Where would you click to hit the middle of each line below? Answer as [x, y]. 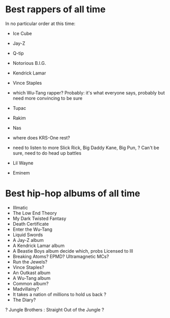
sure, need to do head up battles [47, 153]
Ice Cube [22, 33]
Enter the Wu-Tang [32, 229]
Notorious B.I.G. [29, 63]
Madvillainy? [26, 289]
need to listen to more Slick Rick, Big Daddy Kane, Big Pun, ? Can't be [86, 148]
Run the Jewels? [30, 262]
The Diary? [24, 300]
